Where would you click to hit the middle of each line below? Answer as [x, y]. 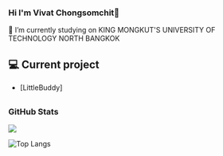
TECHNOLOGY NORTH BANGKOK [64, 38]
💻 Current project [54, 64]
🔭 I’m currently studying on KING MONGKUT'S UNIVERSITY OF [112, 30]
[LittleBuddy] [41, 88]
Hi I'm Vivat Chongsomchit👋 [64, 13]
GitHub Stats [33, 111]
